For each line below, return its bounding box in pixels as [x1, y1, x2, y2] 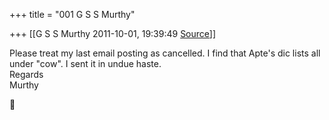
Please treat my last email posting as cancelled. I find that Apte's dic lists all [9, 47, 321, 59]
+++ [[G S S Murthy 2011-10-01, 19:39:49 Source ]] [9, 28, 217, 39]
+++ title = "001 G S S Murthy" [9, 9, 136, 20]
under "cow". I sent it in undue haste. [9, 58, 162, 69]
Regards [9, 69, 44, 80]
